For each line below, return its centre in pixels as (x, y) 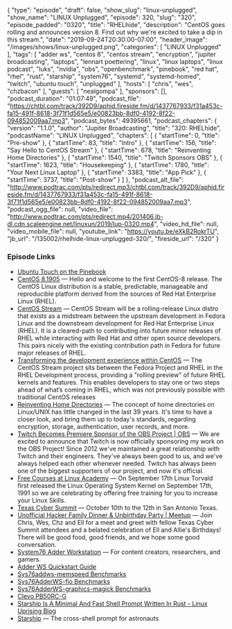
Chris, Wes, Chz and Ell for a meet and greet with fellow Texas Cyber (116, 523)
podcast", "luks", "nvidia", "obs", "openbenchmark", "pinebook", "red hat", (113, 69)
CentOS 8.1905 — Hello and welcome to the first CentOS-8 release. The (120, 279)
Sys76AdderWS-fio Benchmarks (64, 582)
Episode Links (31, 256)
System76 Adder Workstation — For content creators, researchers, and (119, 552)
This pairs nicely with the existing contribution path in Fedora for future (118, 346)
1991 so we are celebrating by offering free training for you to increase (117, 493)
